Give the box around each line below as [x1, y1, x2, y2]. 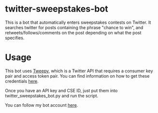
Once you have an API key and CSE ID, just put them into [5, 87, 118, 93]
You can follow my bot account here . [5, 102, 78, 108]
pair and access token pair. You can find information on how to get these [5, 73, 150, 79]
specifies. [5, 35, 25, 41]
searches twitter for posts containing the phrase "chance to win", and [5, 24, 144, 30]
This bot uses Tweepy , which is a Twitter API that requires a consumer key [5, 68, 153, 74]
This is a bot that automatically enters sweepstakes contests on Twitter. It [5, 19, 151, 25]
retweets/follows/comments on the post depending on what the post [5, 30, 142, 35]
